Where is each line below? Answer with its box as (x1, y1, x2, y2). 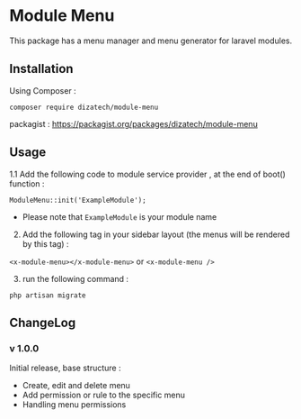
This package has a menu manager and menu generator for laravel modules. (9, 35, 293, 46)
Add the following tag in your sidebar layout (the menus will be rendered (22, 229, 290, 240)
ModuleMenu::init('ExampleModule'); (9, 196, 146, 205)
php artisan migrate (9, 290, 87, 300)
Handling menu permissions (22, 399, 127, 410)
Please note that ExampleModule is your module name (22, 211, 217, 222)
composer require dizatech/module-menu (9, 103, 159, 112)
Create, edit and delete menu (22, 380, 130, 391)
